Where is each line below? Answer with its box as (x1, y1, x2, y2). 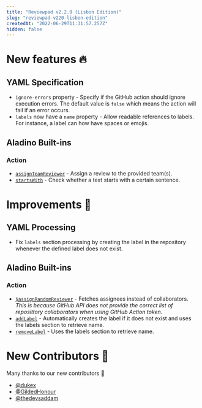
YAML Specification (6, 77, 84, 88)
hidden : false (6, 26, 43, 33)
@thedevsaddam (15, 394, 59, 402)
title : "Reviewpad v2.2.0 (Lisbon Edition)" (6, 9, 122, 15)
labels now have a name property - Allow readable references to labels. (15, 113, 195, 120)
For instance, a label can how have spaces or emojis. (15, 120, 149, 127)
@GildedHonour (15, 388, 56, 395)
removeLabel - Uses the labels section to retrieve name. (15, 328, 154, 335)
